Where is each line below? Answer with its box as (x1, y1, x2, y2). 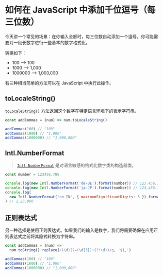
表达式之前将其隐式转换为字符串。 (9, 234, 78, 240)
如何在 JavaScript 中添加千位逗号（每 (5, 4, 156, 16)
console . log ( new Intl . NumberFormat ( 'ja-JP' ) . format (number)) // (5, 185, 138, 190)
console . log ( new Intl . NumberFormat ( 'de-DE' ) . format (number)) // (5, 181, 138, 186)
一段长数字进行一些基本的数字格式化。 (13, 39, 90, 45)
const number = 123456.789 (5, 172, 60, 177)
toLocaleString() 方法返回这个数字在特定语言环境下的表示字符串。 (5, 108, 139, 114)
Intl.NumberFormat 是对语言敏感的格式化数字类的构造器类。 (16, 162, 136, 168)
